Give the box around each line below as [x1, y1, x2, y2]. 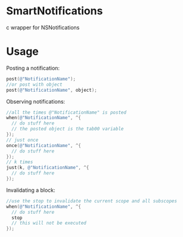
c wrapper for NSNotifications [6, 24, 80, 31]
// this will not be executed [11, 220, 86, 226]
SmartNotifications [6, 4, 103, 18]
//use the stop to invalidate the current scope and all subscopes [6, 198, 178, 204]
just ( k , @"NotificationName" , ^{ [6, 165, 89, 171]
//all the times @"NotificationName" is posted [6, 109, 127, 116]
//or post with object [6, 82, 63, 88]
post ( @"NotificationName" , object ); [6, 87, 97, 93]
